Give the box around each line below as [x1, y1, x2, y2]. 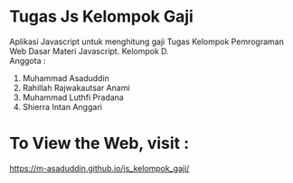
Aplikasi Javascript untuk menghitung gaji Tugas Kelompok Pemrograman [9, 36, 285, 47]
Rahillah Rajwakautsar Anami [22, 82, 130, 93]
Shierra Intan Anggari [22, 101, 102, 112]
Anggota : [9, 55, 46, 66]
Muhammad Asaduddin [22, 72, 110, 83]
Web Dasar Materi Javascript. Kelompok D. [9, 45, 169, 56]
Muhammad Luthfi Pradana [22, 92, 124, 103]
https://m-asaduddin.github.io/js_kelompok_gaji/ [9, 162, 190, 173]
